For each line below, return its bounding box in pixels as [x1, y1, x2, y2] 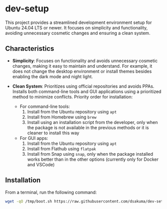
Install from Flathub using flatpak [27, 145, 96, 152]
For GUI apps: [19, 135, 48, 141]
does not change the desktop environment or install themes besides [12, 68, 152, 74]
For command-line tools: [19, 103, 71, 109]
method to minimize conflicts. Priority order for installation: [12, 94, 133, 100]
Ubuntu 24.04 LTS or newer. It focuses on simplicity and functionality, [5, 24, 148, 30]
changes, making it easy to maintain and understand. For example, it [12, 63, 153, 69]
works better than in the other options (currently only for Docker [27, 156, 159, 162]
